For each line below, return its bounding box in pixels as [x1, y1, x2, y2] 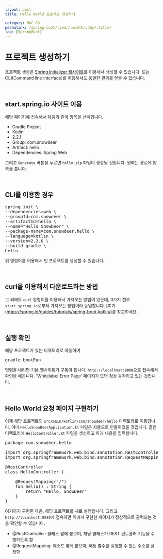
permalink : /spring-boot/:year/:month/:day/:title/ [5, 25, 112, 30]
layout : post [5, 7, 32, 12]
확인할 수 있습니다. [10, 521, 45, 526]
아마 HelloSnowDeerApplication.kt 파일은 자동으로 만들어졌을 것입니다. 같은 [11, 424, 157, 430]
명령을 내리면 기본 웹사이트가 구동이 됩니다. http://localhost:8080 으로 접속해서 [5, 367, 158, 373]
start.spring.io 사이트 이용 [5, 100, 82, 109]
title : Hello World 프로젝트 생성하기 [5, 12, 75, 17]
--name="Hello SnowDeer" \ [5, 224, 69, 229]
